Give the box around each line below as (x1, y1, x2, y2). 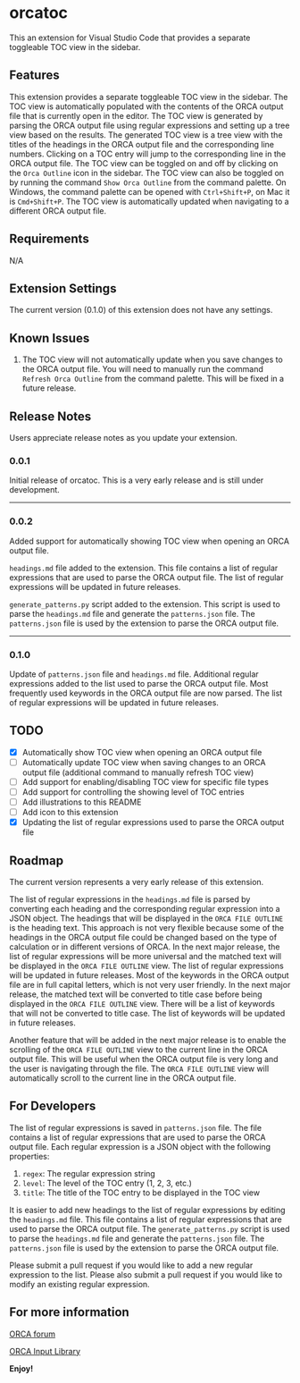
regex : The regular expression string (21, 1168, 156, 1178)
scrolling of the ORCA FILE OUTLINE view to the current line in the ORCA (9, 1044, 268, 1055)
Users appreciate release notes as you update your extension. (9, 433, 238, 443)
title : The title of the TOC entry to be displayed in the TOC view (21, 1187, 261, 1198)
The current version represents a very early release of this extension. (9, 876, 264, 887)
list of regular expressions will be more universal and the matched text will (9, 950, 282, 961)
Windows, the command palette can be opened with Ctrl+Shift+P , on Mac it (9, 186, 290, 197)
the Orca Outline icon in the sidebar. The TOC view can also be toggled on (9, 167, 284, 178)
